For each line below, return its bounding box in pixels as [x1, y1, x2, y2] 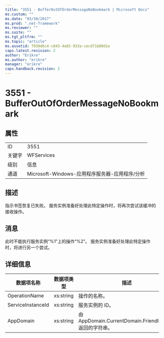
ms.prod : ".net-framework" [5, 21, 60, 26]
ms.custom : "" [5, 12, 34, 17]
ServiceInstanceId [7, 302, 49, 309]
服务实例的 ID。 [78, 302, 114, 309]
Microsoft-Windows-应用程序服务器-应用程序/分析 [27, 170, 145, 177]
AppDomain [7, 317, 35, 324]
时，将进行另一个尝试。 [5, 244, 52, 250]
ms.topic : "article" [5, 39, 47, 44]
